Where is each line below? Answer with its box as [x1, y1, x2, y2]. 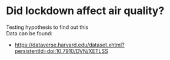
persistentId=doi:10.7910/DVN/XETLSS [14, 47, 109, 54]
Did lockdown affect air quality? [6, 4, 165, 18]
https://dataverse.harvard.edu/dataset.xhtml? [14, 41, 125, 48]
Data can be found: [6, 29, 53, 36]
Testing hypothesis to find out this [6, 24, 89, 31]
